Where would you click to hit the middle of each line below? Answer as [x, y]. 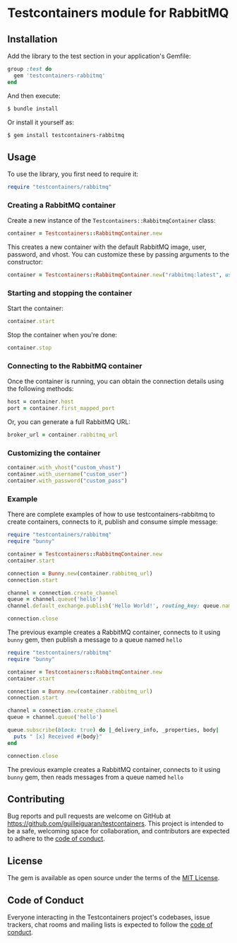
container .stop [30, 348]
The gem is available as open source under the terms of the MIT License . [114, 878]
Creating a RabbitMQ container [62, 205]
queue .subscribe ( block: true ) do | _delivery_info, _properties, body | [113, 730]
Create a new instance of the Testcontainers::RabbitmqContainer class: [111, 221]
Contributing [36, 799]
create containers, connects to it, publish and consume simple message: [113, 522]
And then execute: [34, 95]
